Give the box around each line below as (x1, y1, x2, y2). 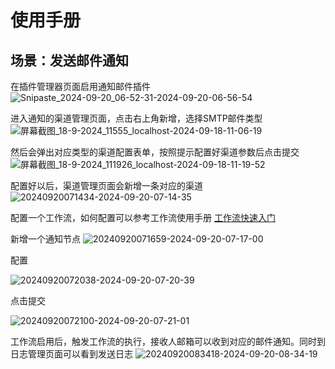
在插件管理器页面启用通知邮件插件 (10, 81, 151, 92)
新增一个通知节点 (10, 233, 81, 245)
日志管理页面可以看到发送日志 (10, 348, 133, 360)
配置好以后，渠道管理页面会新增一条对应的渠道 (10, 180, 203, 191)
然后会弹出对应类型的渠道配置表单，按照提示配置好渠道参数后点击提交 (10, 146, 300, 158)
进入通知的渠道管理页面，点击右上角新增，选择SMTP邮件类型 (10, 112, 263, 124)
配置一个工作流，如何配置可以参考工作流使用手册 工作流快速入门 (10, 212, 276, 223)
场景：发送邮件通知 (10, 52, 129, 69)
